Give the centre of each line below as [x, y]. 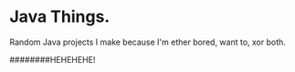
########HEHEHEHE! [53, 59]
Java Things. [60, 17]
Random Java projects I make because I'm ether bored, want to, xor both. [147, 42]
